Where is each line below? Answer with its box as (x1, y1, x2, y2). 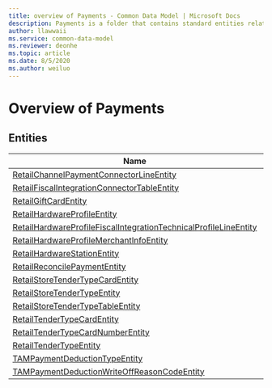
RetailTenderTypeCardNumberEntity (12, 327, 150, 338)
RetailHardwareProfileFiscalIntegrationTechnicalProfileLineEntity (12, 221, 257, 233)
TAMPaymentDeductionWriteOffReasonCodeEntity (12, 365, 205, 377)
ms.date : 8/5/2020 (8, 57, 70, 65)
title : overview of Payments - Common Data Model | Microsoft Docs (8, 11, 241, 20)
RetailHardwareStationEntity (12, 247, 120, 259)
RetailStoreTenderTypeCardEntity (12, 274, 139, 285)
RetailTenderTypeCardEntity (12, 313, 119, 324)
